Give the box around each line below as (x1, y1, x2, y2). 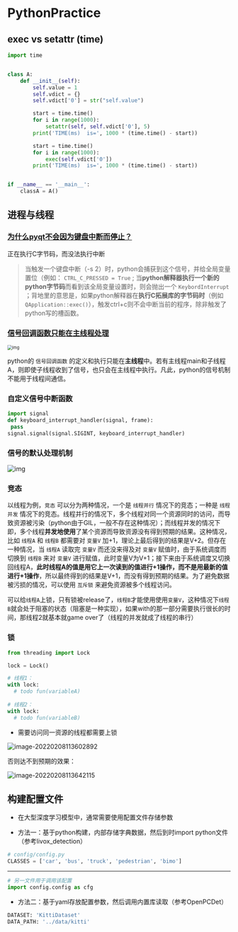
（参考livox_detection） (17, 837, 87, 846)
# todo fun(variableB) (13, 714, 81, 721)
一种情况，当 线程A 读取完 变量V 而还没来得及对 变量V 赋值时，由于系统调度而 (7, 545, 227, 553)
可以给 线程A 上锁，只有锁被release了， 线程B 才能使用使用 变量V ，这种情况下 (7, 596, 220, 604)
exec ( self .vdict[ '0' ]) (45, 156, 113, 163)
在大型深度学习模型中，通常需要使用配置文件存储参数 (17, 813, 174, 822)
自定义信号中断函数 (7, 393, 73, 403)
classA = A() (20, 188, 59, 195)
